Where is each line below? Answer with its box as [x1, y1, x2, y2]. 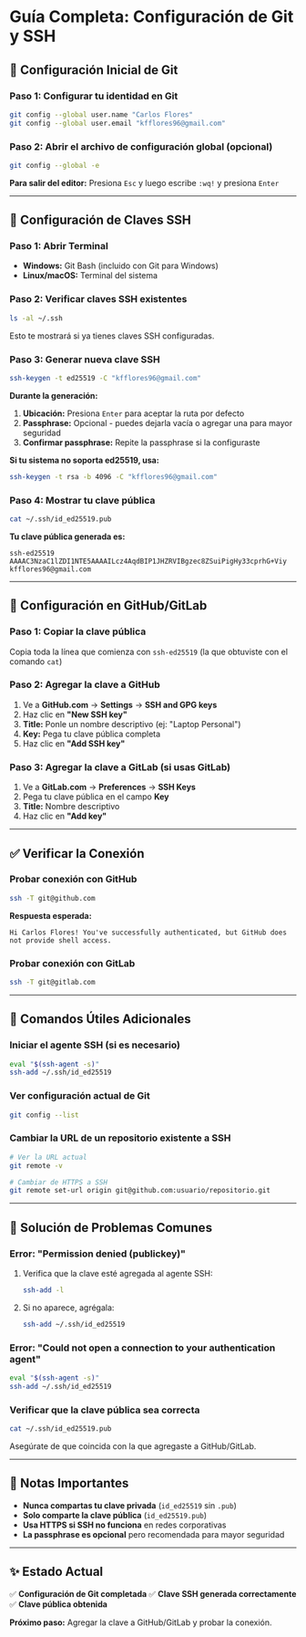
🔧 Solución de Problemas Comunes [9, 1220, 212, 1236]
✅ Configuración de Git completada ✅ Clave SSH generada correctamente [9, 1588, 297, 1599]
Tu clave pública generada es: [9, 531, 126, 542]
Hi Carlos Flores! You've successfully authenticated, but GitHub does [9, 928, 287, 937]
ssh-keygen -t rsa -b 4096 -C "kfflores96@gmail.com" [9, 472, 219, 481]
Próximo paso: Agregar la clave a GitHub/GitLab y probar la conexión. [9, 1617, 272, 1628]
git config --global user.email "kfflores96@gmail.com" [9, 119, 226, 128]
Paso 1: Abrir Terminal [9, 240, 109, 253]
